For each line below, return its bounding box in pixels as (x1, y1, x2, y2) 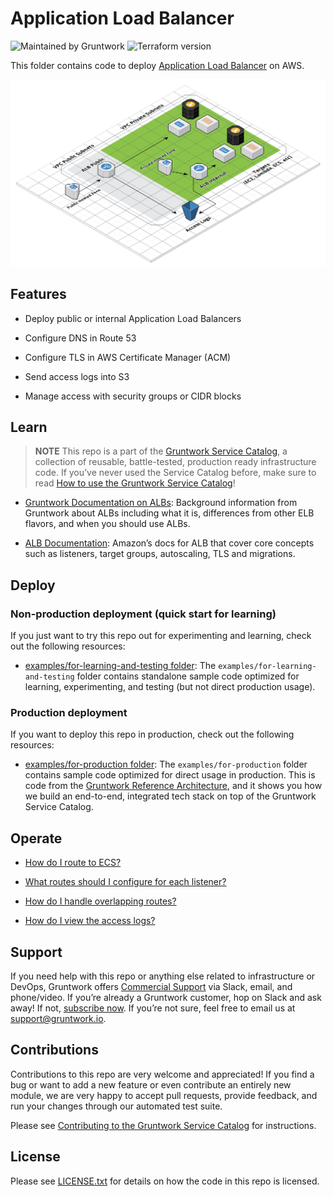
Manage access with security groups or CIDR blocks (24, 390, 242, 402)
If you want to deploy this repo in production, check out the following (10, 728, 295, 741)
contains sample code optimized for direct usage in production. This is (24, 769, 316, 781)
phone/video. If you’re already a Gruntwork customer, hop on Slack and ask (10, 991, 322, 1003)
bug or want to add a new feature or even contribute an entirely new (10, 1078, 292, 1091)
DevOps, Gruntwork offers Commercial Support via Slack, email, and (10, 980, 293, 992)
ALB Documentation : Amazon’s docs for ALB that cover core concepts (24, 537, 315, 549)
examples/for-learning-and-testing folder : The (24, 660, 217, 671)
